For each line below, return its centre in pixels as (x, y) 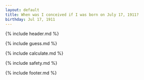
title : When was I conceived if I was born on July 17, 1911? (72, 15)
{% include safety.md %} (31, 63)
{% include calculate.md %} (34, 53)
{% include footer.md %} (31, 73)
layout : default (22, 10)
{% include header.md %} (32, 34)
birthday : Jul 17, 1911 (30, 19)
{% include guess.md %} (31, 44)
